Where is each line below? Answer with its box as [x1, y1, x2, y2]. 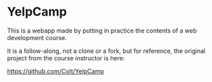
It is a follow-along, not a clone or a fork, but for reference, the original [7, 47, 206, 55]
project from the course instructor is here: [7, 54, 125, 62]
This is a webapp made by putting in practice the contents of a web [7, 26, 197, 35]
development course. [7, 33, 67, 41]
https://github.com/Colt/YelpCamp [7, 67, 105, 75]
